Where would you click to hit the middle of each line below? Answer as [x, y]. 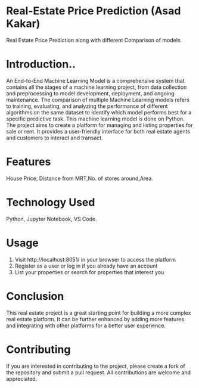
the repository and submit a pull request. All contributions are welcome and [99, 372]
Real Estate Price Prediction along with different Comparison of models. [94, 40]
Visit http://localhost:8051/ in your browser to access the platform [95, 259]
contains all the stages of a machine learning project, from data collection [97, 87]
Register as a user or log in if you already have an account [86, 266]
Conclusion [35, 296]
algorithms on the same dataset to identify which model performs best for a [99, 112]
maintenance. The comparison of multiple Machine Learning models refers [98, 100]
